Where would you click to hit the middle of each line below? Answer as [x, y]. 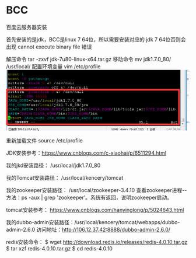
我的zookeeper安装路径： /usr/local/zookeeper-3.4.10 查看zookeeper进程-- [97, 190]
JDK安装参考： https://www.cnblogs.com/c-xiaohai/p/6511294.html [86, 153]
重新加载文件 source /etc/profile [44, 141]
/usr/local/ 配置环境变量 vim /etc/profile [53, 66]
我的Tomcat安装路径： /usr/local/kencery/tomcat [65, 178]
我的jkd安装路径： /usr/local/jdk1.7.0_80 [53, 165]
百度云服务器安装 [27, 27]
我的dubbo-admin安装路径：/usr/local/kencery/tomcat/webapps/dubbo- [93, 222]
